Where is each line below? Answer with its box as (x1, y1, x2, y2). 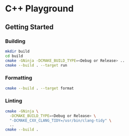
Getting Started (5, 23, 54, 31)
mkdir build (5, 49, 30, 54)
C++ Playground (5, 3, 74, 14)
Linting (5, 97, 22, 104)
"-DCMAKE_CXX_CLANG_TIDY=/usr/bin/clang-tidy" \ (9, 118, 112, 123)
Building (5, 38, 26, 45)
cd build (5, 53, 23, 59)
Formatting (5, 74, 33, 81)
